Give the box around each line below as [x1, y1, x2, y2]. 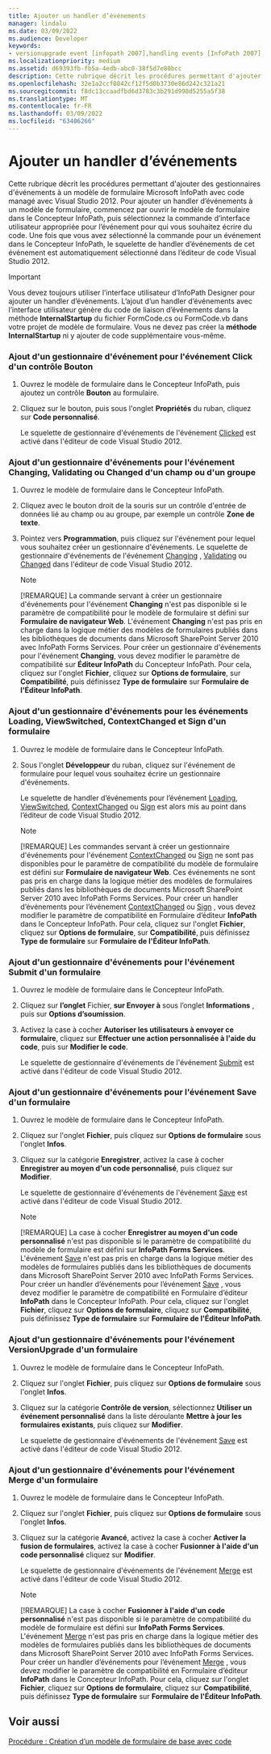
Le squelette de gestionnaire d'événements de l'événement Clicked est [19, 428, 256, 438]
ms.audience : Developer [8, 34, 89, 43]
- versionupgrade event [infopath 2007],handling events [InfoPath [8, 49, 240, 57]
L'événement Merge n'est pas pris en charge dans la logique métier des [19, 1631, 259, 1641]
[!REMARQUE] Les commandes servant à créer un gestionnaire [19, 841, 230, 851]
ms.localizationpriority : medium [8, 57, 121, 66]
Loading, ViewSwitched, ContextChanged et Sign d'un [8, 716, 227, 727]
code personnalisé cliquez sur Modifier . [19, 1549, 156, 1559]
